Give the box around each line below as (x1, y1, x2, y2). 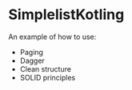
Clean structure (19, 64, 72, 73)
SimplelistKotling (8, 6, 125, 24)
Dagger (19, 56, 46, 65)
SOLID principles (19, 72, 76, 82)
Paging (19, 47, 44, 57)
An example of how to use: (8, 32, 97, 41)
